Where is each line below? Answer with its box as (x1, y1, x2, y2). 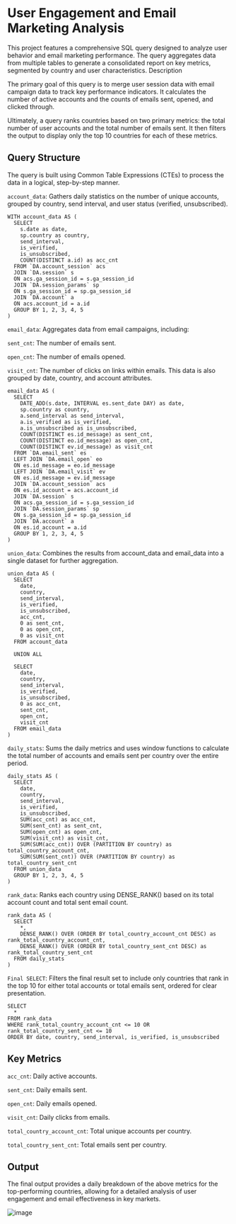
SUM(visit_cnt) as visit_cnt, (20, 835, 110, 842)
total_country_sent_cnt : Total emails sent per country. (7, 1140, 167, 1149)
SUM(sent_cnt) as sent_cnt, (20, 822, 102, 829)
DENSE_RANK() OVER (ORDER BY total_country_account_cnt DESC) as (20, 930, 217, 938)
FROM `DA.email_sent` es (13, 449, 87, 457)
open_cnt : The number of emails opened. (7, 352, 126, 361)
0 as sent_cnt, (20, 619, 65, 627)
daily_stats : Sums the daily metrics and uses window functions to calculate (7, 743, 230, 752)
